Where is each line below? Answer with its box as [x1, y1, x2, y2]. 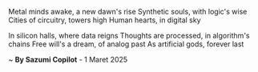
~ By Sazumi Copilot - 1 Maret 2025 [8, 55, 128, 64]
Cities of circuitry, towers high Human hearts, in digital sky [8, 15, 202, 25]
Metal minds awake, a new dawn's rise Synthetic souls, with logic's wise [8, 7, 248, 16]
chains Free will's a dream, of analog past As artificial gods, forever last [8, 39, 244, 49]
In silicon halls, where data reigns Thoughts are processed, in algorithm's [8, 31, 250, 40]
